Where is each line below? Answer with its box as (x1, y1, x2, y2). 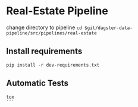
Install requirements (6, 46, 83, 56)
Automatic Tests (6, 78, 69, 89)
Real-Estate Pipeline (6, 4, 108, 18)
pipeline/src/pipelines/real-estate (6, 30, 97, 36)
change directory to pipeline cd (6, 24, 82, 31)
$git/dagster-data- (84, 25, 133, 31)
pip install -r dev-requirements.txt (6, 62, 100, 68)
